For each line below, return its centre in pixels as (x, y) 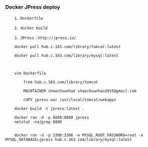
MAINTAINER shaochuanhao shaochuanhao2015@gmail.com (80, 91)
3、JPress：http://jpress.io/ (45, 38)
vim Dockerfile (30, 73)
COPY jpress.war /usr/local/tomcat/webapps (70, 100)
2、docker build (31, 28)
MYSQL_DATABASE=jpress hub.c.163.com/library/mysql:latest (69, 140)
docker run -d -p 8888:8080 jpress (52, 118)
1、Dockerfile (29, 19)
